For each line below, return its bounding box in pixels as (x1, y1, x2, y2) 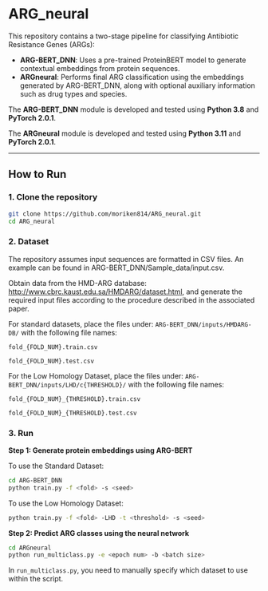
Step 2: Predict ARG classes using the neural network (8, 528, 190, 537)
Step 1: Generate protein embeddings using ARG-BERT (8, 445, 193, 455)
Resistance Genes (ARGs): (8, 39, 96, 49)
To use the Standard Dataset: (8, 461, 104, 470)
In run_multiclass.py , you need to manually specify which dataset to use (8, 565, 249, 575)
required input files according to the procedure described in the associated (8, 295, 255, 304)
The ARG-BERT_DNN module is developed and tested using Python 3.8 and (8, 105, 259, 114)
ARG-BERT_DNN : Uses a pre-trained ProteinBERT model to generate (19, 55, 246, 65)
